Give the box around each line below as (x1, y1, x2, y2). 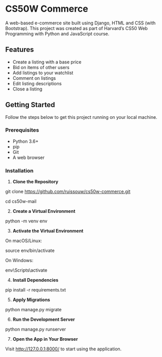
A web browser (12, 154, 45, 160)
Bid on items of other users (12, 64, 70, 70)
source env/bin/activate (5, 247, 55, 254)
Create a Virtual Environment (12, 208, 76, 214)
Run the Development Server (12, 316, 75, 322)
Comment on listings (12, 75, 56, 81)
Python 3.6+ (12, 138, 39, 144)
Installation (5, 167, 34, 174)
